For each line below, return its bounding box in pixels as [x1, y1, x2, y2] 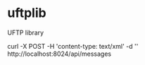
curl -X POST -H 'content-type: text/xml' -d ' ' [7, 42, 139, 50]
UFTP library [7, 28, 44, 37]
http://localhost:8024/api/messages [7, 49, 111, 58]
